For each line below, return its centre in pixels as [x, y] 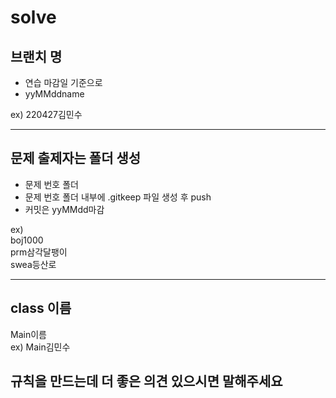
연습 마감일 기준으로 [63, 82]
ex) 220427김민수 [46, 114]
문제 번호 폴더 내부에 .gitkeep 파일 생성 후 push [118, 197]
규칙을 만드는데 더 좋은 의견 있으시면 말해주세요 [146, 381]
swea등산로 [33, 264]
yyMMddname [54, 94]
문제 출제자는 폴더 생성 [76, 158]
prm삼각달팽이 [39, 252]
